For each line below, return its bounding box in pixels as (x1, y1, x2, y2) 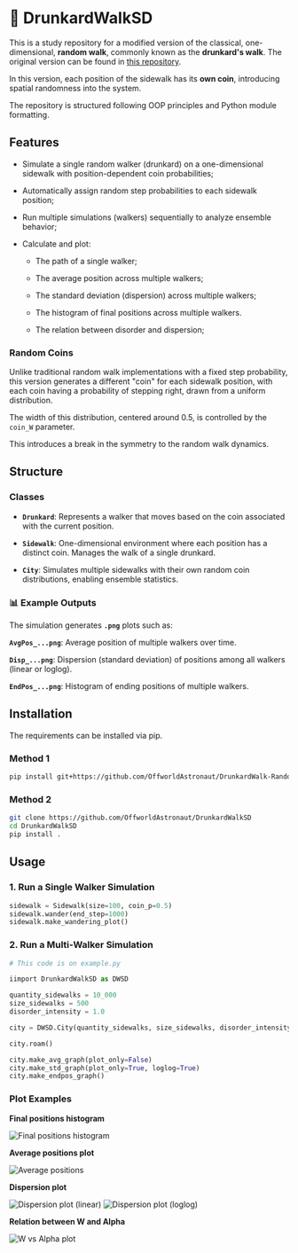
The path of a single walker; (35, 255, 137, 266)
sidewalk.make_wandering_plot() (9, 918, 129, 927)
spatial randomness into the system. (9, 82, 142, 93)
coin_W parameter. (9, 421, 75, 433)
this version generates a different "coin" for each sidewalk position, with (9, 376, 273, 387)
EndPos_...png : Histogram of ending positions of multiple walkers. (9, 681, 250, 692)
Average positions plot (9, 1147, 95, 1158)
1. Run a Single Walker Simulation (9, 881, 155, 894)
